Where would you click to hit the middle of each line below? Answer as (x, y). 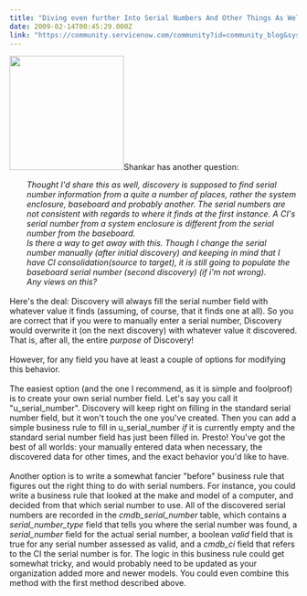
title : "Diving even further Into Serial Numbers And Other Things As (147, 18)
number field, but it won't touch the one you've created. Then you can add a (153, 418)
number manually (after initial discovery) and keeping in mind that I (153, 253)
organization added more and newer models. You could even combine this (149, 573)
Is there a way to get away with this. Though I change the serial (147, 243)
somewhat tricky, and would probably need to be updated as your (133, 564)
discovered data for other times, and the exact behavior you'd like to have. (149, 457)
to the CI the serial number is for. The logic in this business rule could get (147, 554)
